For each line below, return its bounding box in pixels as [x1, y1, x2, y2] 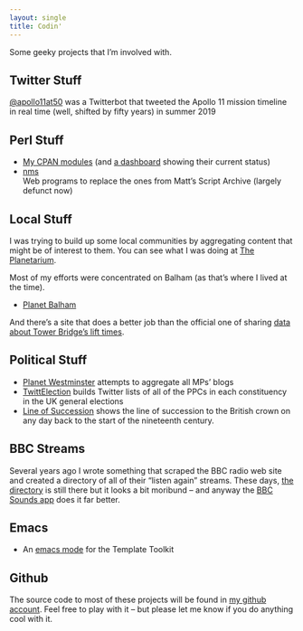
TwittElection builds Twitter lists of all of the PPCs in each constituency [22, 386, 288, 397]
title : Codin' [9, 22, 63, 31]
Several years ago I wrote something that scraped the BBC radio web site [9, 465, 282, 476]
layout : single [9, 13, 67, 23]
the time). [9, 281, 45, 292]
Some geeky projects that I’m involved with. [9, 46, 172, 57]
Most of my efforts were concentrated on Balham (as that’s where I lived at [9, 272, 288, 283]
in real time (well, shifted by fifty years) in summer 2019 [9, 106, 216, 118]
